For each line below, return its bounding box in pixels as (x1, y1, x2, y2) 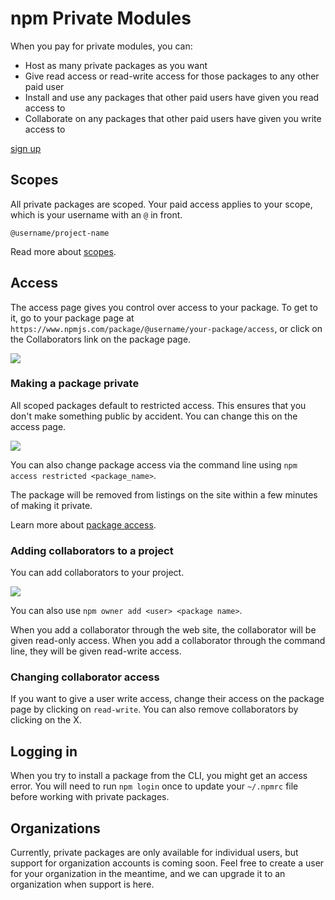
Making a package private (10, 377, 140, 391)
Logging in (10, 743, 78, 760)
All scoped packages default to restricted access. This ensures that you (10, 399, 307, 411)
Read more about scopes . (10, 245, 117, 257)
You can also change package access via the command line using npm (10, 458, 298, 471)
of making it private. (10, 499, 93, 511)
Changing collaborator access (10, 670, 160, 684)
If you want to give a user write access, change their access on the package (10, 693, 325, 705)
